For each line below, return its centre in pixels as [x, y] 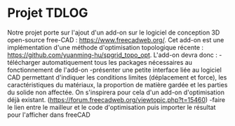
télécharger [24, 62]
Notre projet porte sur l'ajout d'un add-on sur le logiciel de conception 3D [114, 32]
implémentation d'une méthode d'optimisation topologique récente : [106, 47]
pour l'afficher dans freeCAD [49, 115]
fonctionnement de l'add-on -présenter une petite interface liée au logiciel [115, 70]
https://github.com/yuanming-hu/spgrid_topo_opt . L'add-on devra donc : [112, 55]
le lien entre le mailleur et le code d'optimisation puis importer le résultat [112, 107]
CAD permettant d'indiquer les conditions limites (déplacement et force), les [117, 77]
